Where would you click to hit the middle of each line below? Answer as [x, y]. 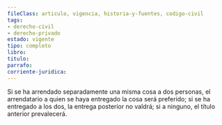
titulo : [18, 59]
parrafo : [20, 65]
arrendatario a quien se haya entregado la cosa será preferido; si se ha [109, 99]
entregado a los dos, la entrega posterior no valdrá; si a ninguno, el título [111, 106]
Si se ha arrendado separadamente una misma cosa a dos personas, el [109, 92]
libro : [17, 53]
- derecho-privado [34, 33]
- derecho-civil [31, 26]
